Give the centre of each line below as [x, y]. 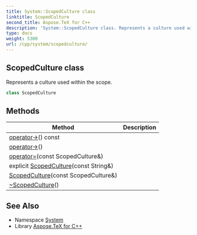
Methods [23, 111]
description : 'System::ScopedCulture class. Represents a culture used [95, 28]
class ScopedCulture [31, 93]
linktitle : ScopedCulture [38, 17]
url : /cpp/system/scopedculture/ [47, 45]
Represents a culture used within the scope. [59, 82]
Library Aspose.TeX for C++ [48, 226]
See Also [23, 206]
